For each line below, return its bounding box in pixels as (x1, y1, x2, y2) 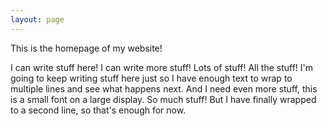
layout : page (10, 14, 65, 25)
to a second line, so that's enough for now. (10, 104, 187, 116)
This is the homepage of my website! (10, 42, 163, 54)
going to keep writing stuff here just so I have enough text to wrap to (10, 72, 293, 84)
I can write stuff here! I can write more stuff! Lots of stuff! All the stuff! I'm (10, 61, 314, 73)
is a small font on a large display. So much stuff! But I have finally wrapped (10, 93, 317, 105)
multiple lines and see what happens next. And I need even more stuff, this (10, 82, 318, 95)
